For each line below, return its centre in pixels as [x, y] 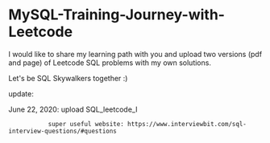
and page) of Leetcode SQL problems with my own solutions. [110, 63]
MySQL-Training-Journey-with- [117, 15]
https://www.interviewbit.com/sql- [187, 124]
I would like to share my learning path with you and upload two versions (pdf [135, 54]
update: [21, 93]
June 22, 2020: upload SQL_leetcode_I [73, 109]
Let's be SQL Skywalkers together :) [68, 78]
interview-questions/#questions [62, 131]
